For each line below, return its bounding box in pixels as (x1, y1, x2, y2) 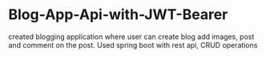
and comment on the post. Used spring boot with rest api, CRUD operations (8, 40, 258, 49)
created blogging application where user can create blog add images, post (8, 32, 255, 41)
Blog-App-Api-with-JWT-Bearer (8, 6, 228, 24)
